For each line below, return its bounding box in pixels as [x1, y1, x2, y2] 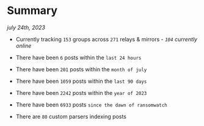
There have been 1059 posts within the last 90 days [15, 77, 147, 85]
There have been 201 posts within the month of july [15, 65, 147, 73]
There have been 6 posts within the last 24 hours [15, 54, 142, 61]
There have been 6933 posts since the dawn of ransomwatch [15, 101, 167, 108]
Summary [7, 4, 57, 18]
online [15, 42, 32, 49]
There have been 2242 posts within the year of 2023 [15, 89, 147, 96]
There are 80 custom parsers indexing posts [15, 113, 127, 120]
